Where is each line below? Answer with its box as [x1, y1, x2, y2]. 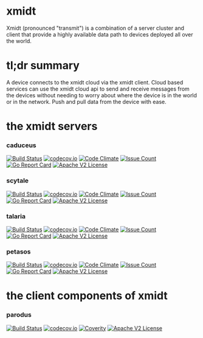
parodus [6, 311, 32, 319]
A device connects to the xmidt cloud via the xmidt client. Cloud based [6, 78, 184, 86]
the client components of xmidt [6, 289, 168, 303]
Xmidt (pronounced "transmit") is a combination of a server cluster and [6, 24, 184, 32]
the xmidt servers [6, 120, 98, 133]
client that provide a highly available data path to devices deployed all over [6, 30, 193, 38]
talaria [6, 212, 26, 220]
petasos [6, 247, 31, 256]
